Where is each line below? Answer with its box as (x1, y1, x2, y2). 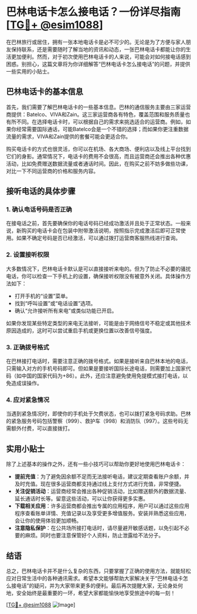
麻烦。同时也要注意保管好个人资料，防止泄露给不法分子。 (25, 532, 164, 539)
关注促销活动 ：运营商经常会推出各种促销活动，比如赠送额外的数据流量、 (14, 488, 189, 495)
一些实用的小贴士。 (6, 68, 53, 75)
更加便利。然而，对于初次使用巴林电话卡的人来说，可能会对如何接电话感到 (11, 53, 191, 60)
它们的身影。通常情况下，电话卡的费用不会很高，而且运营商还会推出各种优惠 (6, 152, 191, 159)
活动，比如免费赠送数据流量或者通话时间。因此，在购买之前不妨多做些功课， (6, 160, 191, 167)
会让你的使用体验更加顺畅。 (14, 517, 82, 524)
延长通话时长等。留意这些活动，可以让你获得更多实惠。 (14, 495, 148, 502)
